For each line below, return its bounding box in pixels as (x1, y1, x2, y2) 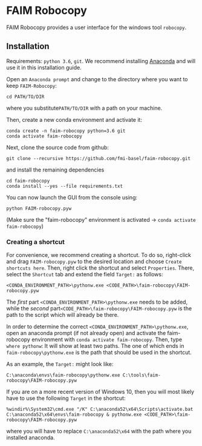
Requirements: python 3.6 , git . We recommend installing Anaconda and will (6, 57, 195, 64)
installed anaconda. (6, 434, 56, 441)
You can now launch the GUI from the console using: (6, 193, 138, 201)
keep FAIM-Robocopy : (6, 82, 57, 89)
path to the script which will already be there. (6, 311, 119, 319)
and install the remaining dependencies (6, 166, 105, 173)
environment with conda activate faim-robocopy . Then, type (31, 336, 183, 343)
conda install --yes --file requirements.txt (6, 183, 123, 189)
